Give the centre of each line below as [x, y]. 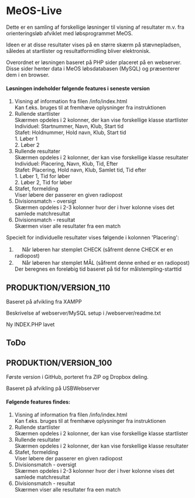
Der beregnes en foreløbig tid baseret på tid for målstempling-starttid [98, 269]
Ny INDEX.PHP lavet [30, 324]
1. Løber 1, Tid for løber [42, 176]
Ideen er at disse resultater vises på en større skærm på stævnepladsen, [94, 45]
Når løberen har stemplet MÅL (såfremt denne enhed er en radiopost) [106, 263]
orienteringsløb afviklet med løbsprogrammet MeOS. [69, 33]
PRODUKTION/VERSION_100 [59, 363]
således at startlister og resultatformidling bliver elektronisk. [78, 51]
